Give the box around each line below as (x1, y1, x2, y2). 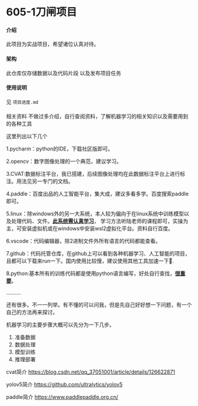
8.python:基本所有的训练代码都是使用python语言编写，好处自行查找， (6, 270, 176, 277)
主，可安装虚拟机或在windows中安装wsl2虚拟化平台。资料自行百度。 (6, 225, 174, 232)
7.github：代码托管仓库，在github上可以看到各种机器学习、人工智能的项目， (6, 250, 190, 257)
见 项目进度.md (6, 98, 38, 105)
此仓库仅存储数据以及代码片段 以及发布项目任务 (6, 69, 121, 77)
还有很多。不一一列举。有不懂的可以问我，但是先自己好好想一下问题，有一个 (6, 302, 192, 309)
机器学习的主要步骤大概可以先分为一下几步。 (6, 321, 115, 328)
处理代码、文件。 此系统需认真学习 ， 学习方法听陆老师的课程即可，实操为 (11, 218, 189, 225)
